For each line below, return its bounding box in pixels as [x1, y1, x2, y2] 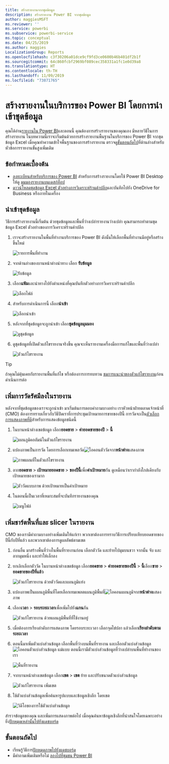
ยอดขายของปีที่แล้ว [12, 568, 44, 575]
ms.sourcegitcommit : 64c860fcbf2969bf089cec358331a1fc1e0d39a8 [5, 59, 141, 64]
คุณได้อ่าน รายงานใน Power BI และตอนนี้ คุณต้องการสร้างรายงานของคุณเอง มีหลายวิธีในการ [5, 127, 158, 134]
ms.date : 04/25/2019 [5, 40, 49, 45]
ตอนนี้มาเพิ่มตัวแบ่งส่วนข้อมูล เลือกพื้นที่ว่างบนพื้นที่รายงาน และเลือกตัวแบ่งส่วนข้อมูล [12, 640, 151, 647]
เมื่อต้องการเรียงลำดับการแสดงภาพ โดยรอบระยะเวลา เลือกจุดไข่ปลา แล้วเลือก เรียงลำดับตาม [12, 625, 161, 631]
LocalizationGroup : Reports [5, 50, 65, 55]
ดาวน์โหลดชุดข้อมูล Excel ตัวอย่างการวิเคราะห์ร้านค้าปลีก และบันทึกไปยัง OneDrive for [12, 184, 160, 190]
